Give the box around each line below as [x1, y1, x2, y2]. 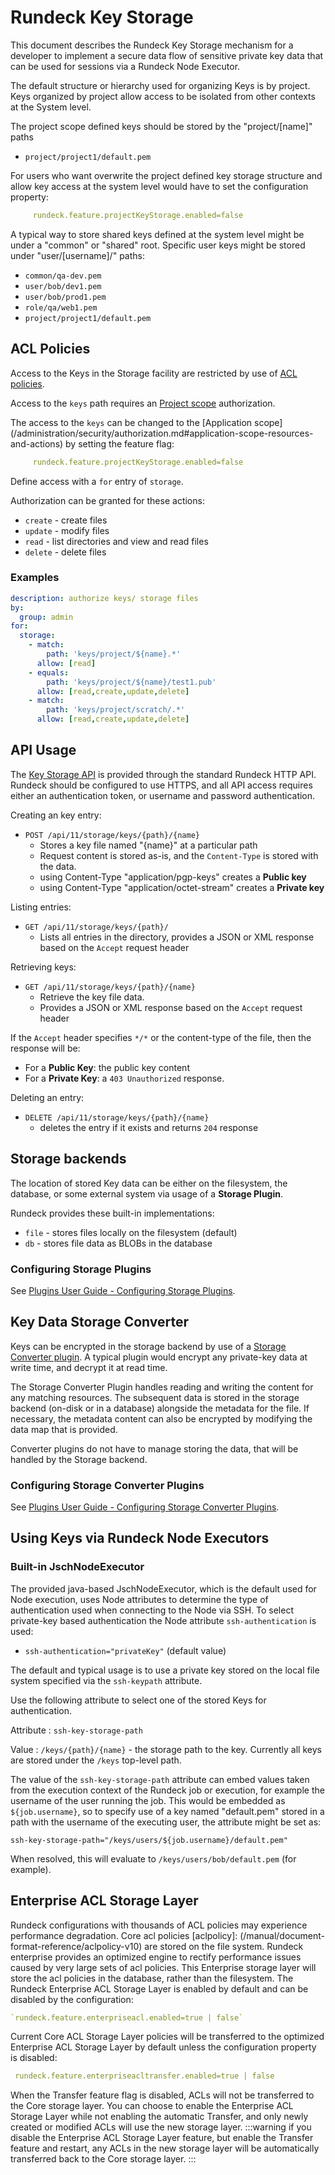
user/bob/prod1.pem [24, 292, 107, 302]
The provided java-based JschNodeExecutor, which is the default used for [10, 1582, 317, 1595]
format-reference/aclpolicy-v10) [10, 1940, 143, 1952]
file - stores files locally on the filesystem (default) [24, 1226, 238, 1238]
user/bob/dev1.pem [24, 281, 102, 291]
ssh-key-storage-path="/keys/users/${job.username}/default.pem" [10, 1835, 288, 1845]
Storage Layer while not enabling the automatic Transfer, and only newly [10, 2111, 309, 2123]
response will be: [10, 1042, 81, 1054]
